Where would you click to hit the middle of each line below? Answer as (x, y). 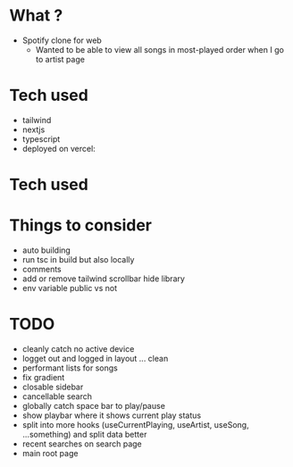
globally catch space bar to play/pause (93, 405)
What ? (36, 16)
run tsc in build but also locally (78, 259)
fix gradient (43, 377)
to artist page (60, 59)
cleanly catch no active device (78, 348)
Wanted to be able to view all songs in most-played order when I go (159, 49)
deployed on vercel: (59, 148)
